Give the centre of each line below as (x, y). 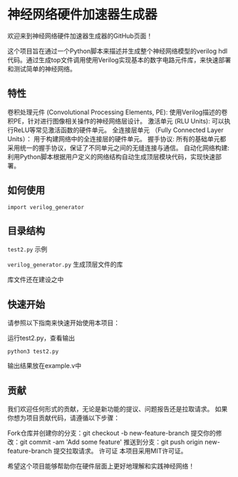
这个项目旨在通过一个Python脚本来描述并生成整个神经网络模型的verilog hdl (118, 51)
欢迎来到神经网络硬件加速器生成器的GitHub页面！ (80, 36)
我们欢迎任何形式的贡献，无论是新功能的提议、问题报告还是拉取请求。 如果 (118, 409)
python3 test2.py (33, 352)
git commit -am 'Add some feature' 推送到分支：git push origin (112, 442)
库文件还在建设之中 (36, 280)
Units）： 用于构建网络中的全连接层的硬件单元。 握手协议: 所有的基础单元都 (117, 139)
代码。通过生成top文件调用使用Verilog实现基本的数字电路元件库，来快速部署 (119, 60)
